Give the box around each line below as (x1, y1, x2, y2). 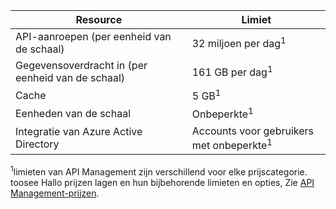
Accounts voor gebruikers (191, 124, 315, 138)
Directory (15, 137, 60, 151)
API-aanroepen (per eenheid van (15, 30, 172, 43)
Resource (75, 13, 123, 26)
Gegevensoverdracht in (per (15, 59, 148, 72)
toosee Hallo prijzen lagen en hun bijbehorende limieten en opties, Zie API (10, 176, 315, 188)
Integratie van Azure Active (15, 125, 143, 139)
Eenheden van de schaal (15, 106, 132, 120)
